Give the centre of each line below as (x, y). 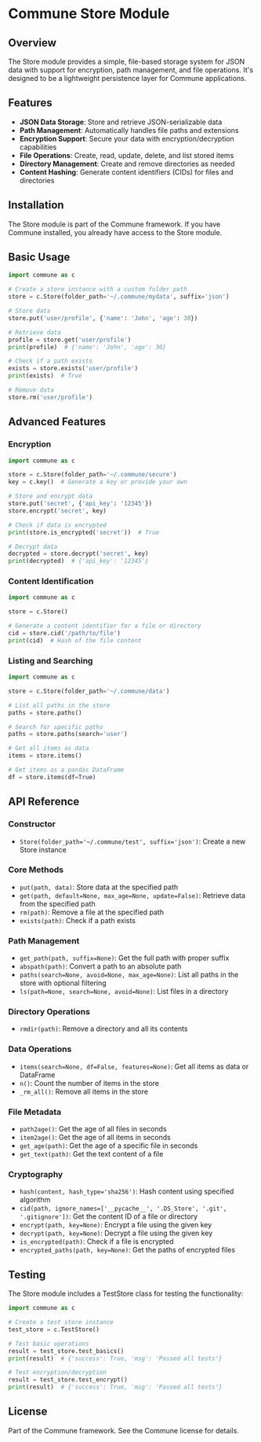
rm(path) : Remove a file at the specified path (92, 912)
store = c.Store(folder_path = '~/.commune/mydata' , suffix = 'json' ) (119, 297)
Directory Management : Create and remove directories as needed (127, 164)
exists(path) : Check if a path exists (77, 920)
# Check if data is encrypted (58, 525)
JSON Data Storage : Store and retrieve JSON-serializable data (121, 122)
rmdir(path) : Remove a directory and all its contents (103, 1029)
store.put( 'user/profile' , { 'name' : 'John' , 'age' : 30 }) (103, 318)
